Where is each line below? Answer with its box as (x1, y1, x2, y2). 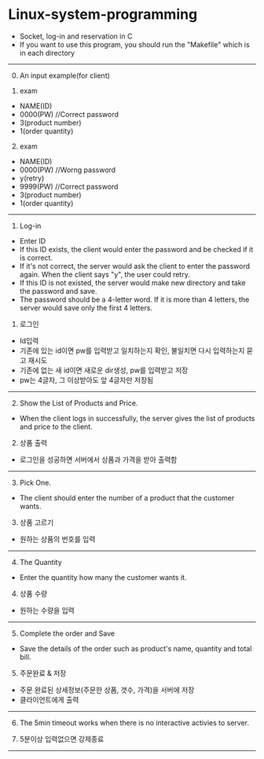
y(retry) (19, 173, 45, 182)
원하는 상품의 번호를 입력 (19, 534, 96, 544)
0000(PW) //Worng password (19, 165, 116, 174)
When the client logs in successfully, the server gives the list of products (19, 413, 255, 423)
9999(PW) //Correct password (19, 181, 119, 191)
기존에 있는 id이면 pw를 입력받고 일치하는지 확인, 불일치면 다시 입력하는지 (19, 346, 245, 355)
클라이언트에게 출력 (19, 695, 79, 704)
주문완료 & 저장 (19, 668, 67, 677)
